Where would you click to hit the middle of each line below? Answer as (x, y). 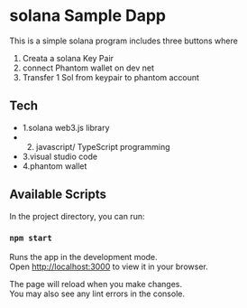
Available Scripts (58, 195)
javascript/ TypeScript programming (103, 146)
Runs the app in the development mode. (83, 257)
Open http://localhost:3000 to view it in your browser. (109, 266)
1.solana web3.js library (66, 127)
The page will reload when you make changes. (96, 284)
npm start (31, 238)
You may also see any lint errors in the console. (97, 294)
